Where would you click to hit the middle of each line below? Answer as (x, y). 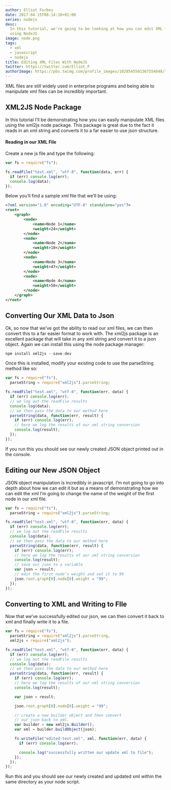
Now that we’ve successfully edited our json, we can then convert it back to (85, 616)
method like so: (21, 369)
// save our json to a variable (49, 565)
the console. (18, 454)
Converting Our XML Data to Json (60, 316)
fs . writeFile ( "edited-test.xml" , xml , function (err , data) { (80, 739)
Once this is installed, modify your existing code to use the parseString (79, 363)
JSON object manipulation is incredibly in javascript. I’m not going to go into (85, 483)
